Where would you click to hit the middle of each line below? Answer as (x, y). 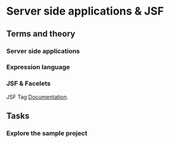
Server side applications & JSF (85, 11)
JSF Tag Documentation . (37, 97)
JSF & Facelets (29, 83)
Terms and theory (41, 34)
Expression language (38, 67)
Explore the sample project (47, 133)
